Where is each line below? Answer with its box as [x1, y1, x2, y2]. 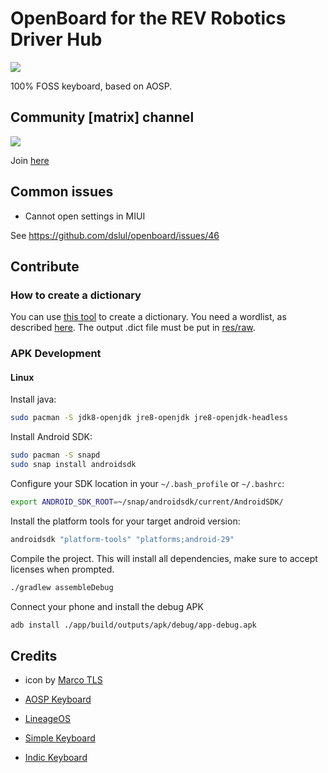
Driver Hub [10, 28, 103, 51]
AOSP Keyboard [24, 693, 92, 706]
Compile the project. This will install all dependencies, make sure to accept [10, 552, 318, 564]
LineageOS [24, 713, 71, 725]
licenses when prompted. [10, 563, 115, 575]
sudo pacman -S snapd [10, 450, 101, 461]
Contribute [10, 258, 80, 275]
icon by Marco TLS [24, 674, 103, 686]
